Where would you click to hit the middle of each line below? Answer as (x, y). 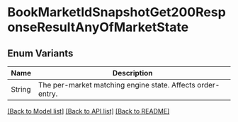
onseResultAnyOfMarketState (98, 27)
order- (209, 85)
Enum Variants (40, 53)
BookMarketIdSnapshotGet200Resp (117, 12)
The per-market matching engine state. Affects (117, 85)
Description (133, 73)
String (21, 89)
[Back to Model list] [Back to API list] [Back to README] (89, 111)
